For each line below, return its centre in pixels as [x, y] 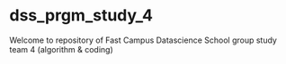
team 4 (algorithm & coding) [62, 49]
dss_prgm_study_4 [81, 16]
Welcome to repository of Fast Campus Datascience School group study [143, 40]
